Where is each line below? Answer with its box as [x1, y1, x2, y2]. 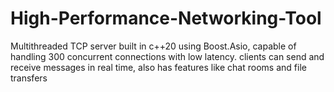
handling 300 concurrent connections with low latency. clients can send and [10, 50, 325, 62]
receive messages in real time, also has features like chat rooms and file [10, 61, 307, 73]
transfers [10, 72, 48, 84]
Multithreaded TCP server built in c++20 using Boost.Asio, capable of [10, 40, 297, 52]
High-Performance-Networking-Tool [10, 7, 322, 30]
